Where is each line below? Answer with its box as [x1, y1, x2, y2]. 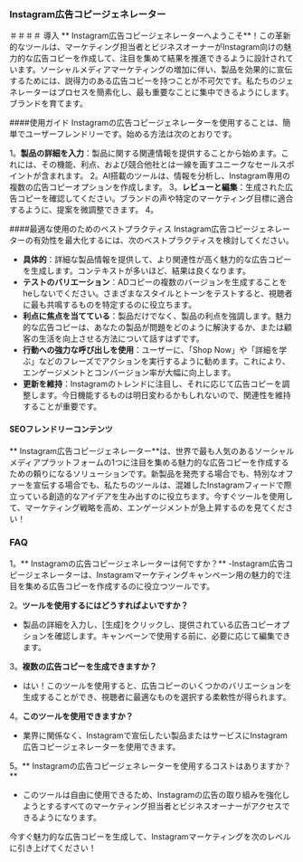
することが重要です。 [22, 401, 102, 412]
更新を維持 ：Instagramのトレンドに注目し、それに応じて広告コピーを [22, 378, 282, 390]
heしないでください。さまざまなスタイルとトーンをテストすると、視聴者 [22, 288, 293, 299]
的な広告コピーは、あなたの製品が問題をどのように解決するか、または [22, 322, 285, 333]
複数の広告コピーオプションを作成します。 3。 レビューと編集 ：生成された [9, 182, 286, 193]
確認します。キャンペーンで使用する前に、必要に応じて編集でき [53, 630, 291, 641]
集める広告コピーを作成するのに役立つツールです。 [24, 581, 215, 592]
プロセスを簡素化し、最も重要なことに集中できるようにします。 [56, 87, 294, 98]
